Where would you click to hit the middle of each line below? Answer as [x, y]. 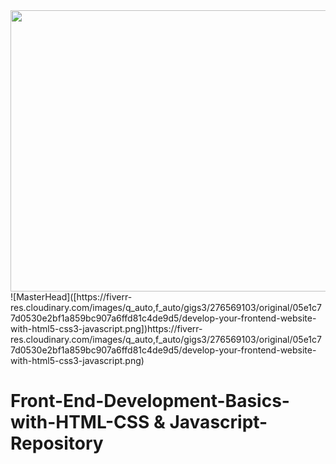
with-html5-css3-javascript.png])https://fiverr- [106, 328]
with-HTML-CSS [80, 422]
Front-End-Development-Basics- [150, 401]
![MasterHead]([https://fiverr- [71, 297]
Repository [57, 443]
